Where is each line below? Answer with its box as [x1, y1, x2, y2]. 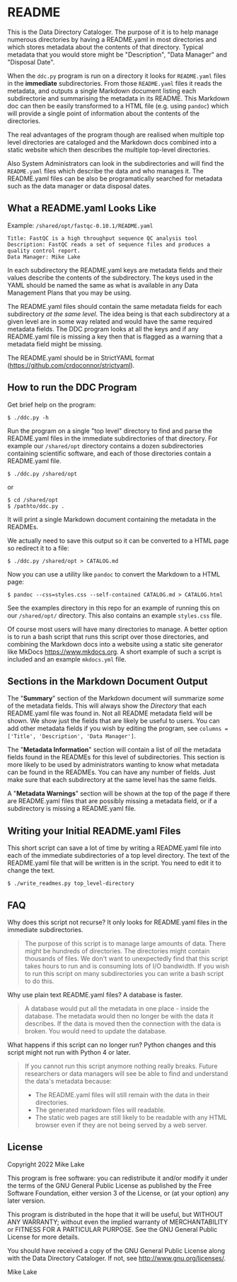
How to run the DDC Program [7, 382, 137, 394]
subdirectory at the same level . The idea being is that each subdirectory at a [7, 310, 230, 318]
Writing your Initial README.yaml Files [7, 824, 181, 836]
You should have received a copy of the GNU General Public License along [7, 1246, 225, 1254]
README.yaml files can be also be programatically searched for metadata [7, 174, 223, 183]
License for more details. [7, 1232, 80, 1241]
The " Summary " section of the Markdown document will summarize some [7, 694, 224, 703]
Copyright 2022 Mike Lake [7, 1159, 85, 1169]
